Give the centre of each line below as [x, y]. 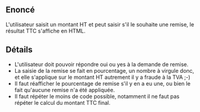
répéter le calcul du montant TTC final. [62, 102]
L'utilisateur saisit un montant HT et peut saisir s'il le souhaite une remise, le [100, 24]
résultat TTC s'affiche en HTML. [46, 31]
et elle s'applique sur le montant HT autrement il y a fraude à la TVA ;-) [102, 77]
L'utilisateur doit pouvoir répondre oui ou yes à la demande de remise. [101, 64]
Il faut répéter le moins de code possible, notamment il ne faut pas [97, 96]
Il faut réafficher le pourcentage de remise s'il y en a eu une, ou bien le [102, 83]
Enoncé [20, 10]
